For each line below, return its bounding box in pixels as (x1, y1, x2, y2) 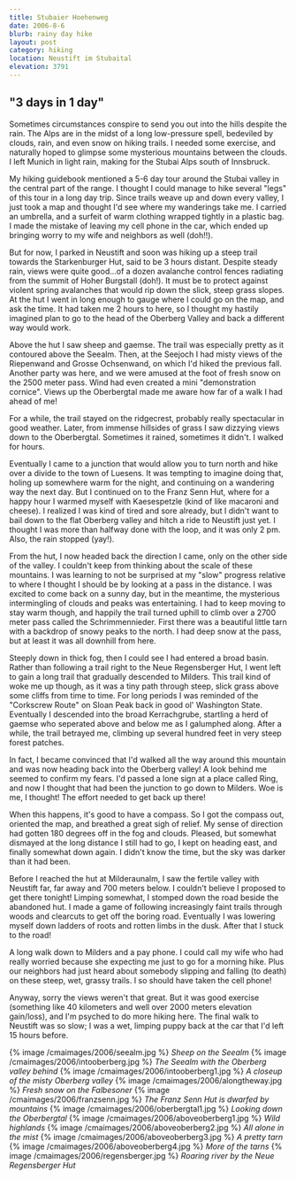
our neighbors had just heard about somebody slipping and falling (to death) (9, 966, 287, 976)
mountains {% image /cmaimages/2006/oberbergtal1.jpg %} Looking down (9, 1103, 283, 1113)
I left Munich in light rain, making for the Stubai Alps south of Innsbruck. (9, 156, 270, 166)
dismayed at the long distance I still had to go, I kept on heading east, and (9, 837, 277, 848)
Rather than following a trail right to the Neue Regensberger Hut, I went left (9, 661, 281, 673)
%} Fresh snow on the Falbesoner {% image (9, 1084, 171, 1095)
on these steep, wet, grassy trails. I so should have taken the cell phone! (9, 975, 272, 985)
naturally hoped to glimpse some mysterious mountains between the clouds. (9, 147, 288, 158)
